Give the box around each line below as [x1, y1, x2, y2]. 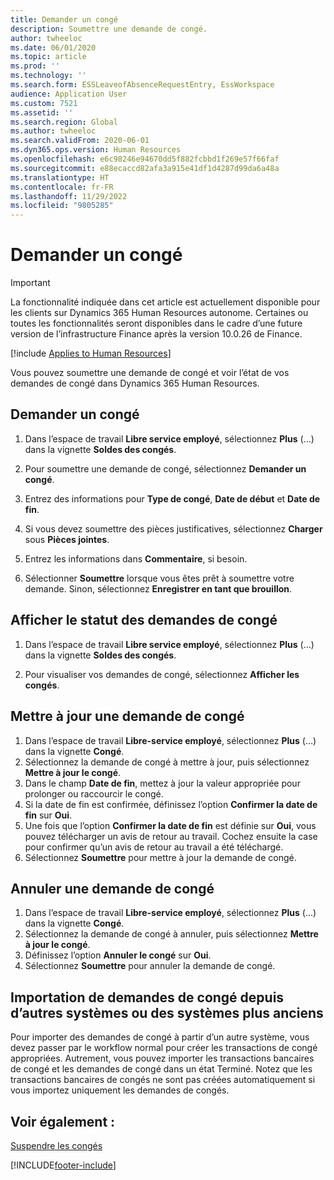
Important [10, 277, 51, 289]
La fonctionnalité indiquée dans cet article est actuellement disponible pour [10, 296, 321, 308]
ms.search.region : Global [10, 117, 118, 127]
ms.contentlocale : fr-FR [10, 182, 114, 192]
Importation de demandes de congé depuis [10, 989, 285, 1006]
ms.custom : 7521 [10, 98, 78, 108]
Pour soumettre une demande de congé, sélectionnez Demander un [24, 462, 307, 475]
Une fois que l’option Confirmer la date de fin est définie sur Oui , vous [24, 819, 317, 831]
